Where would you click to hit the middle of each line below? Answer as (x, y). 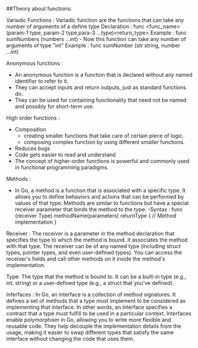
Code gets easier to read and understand (65, 155)
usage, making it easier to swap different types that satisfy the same (90, 332)
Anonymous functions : (35, 63)
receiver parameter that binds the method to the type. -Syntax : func (99, 209)
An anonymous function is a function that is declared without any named (103, 75)
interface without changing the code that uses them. (70, 339)
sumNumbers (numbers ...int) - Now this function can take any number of (96, 39)
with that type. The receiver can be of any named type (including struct (94, 246)
